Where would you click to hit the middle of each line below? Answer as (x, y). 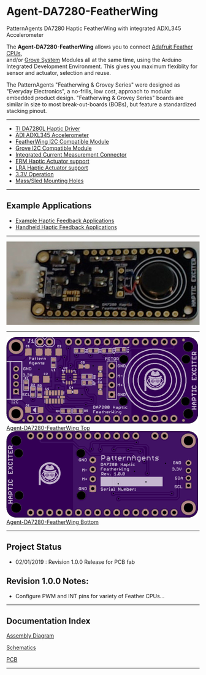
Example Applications (49, 206)
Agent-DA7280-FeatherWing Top (48, 427)
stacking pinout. (27, 111)
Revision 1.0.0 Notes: (48, 581)
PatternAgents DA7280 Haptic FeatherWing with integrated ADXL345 (94, 28)
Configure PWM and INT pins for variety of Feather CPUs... (90, 596)
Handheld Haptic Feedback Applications (66, 227)
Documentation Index (48, 621)
